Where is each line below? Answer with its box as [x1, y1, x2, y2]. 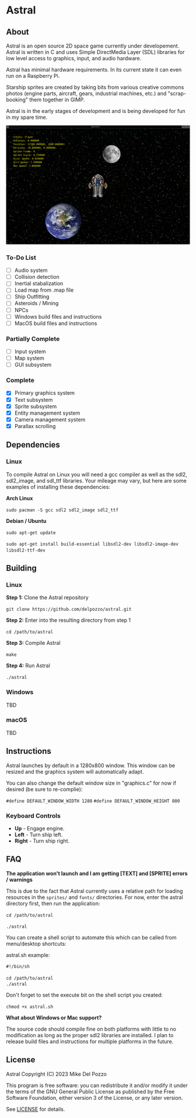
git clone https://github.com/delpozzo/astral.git [6, 607, 132, 613]
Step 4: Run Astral [6, 662, 51, 669]
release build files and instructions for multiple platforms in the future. [6, 1038, 174, 1045]
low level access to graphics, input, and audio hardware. [6, 55, 142, 61]
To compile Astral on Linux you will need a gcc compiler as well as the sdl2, [6, 471, 188, 478]
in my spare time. [6, 114, 48, 121]
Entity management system [14, 409, 80, 416]
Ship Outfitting [14, 293, 50, 300]
